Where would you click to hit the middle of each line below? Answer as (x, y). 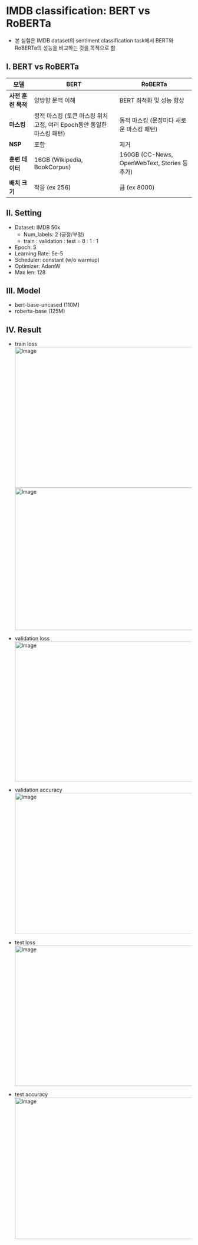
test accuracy (31, 1095)
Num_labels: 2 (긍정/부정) (54, 234)
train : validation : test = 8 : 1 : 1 (61, 241)
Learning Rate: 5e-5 (39, 253)
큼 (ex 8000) (137, 187)
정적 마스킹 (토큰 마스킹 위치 (71, 116)
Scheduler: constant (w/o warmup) (57, 259)
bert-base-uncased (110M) (47, 305)
